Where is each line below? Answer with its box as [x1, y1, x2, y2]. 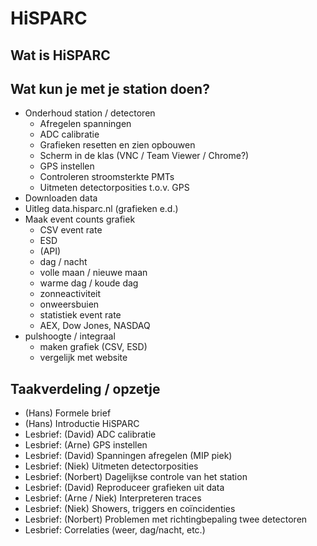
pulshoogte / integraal [24, 330, 116, 342]
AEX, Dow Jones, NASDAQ [39, 320, 151, 332]
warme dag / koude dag [39, 277, 139, 289]
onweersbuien [39, 298, 100, 311]
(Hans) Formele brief [24, 407, 112, 419]
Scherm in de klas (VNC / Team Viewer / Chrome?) [39, 150, 250, 162]
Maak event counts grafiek [24, 213, 136, 226]
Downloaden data [24, 192, 98, 204]
